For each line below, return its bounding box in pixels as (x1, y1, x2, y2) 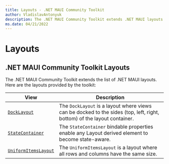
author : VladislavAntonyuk (5, 12, 62, 17)
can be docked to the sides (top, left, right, (59, 109, 159, 116)
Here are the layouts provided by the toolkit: (5, 82, 97, 88)
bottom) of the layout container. (59, 115, 134, 122)
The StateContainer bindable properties (59, 123, 153, 130)
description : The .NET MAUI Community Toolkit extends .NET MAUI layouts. (5, 17, 165, 22)
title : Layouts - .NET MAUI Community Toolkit (5, 7, 105, 13)
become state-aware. (59, 136, 111, 143)
